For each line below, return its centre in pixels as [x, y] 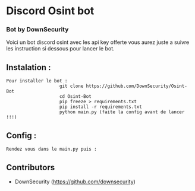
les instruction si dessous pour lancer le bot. [60, 49]
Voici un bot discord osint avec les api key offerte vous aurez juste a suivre [98, 42]
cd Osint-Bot [76, 97]
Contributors [31, 167]
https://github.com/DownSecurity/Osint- [136, 86]
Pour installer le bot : [37, 81]
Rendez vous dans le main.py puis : [51, 149]
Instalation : [29, 67]
